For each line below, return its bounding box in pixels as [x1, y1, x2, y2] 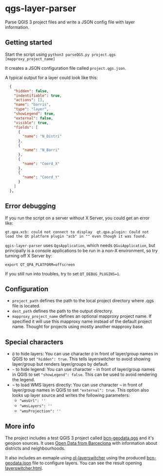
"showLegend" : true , [14, 111, 55, 116]
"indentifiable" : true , [14, 93, 62, 98]
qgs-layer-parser [5, 3, 76, 14]
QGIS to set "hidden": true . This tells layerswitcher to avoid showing [12, 356, 151, 362]
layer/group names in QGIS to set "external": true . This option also [12, 387, 149, 393]
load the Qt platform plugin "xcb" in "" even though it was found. [5, 234, 147, 239]
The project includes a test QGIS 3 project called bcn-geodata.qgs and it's [5, 435, 154, 441]
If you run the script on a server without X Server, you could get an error [5, 215, 150, 221]
